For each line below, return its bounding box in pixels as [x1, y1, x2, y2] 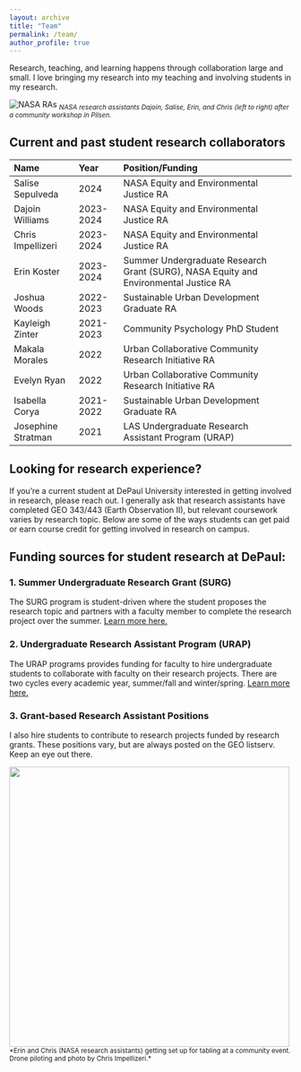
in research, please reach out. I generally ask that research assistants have [9, 495, 286, 506]
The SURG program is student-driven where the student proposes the [9, 597, 267, 608]
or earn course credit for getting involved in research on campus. [9, 523, 250, 534]
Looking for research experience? [9, 462, 202, 477]
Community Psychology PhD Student [123, 322, 279, 334]
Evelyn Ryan [13, 374, 65, 386]
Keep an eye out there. [9, 748, 93, 759]
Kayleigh [13, 316, 51, 329]
